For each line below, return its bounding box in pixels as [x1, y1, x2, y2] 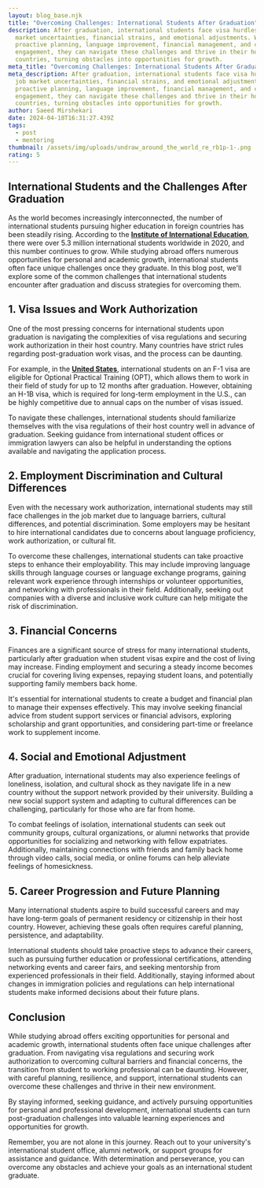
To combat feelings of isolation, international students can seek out [8, 820, 226, 830]
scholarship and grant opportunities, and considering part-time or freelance [8, 718, 254, 729]
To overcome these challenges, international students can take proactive [8, 551, 244, 560]
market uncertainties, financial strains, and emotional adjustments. [15, 33, 251, 42]
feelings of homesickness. [8, 862, 93, 871]
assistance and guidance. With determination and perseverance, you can [8, 1153, 245, 1163]
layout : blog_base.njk [8, 11, 82, 20]
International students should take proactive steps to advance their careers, [8, 946, 253, 956]
